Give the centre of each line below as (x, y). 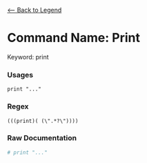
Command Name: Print (73, 38)
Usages (20, 75)
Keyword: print (28, 57)
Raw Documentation (42, 138)
